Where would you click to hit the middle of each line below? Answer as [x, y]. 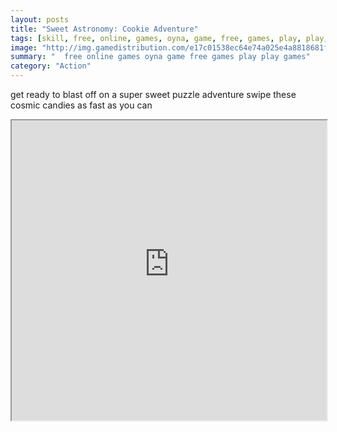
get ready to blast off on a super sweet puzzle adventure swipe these [153, 94]
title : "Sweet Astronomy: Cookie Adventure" [104, 29]
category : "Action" [51, 66]
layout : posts [40, 19]
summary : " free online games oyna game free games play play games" [160, 57]
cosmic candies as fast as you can [81, 105]
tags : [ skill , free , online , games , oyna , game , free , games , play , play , [169, 38]
